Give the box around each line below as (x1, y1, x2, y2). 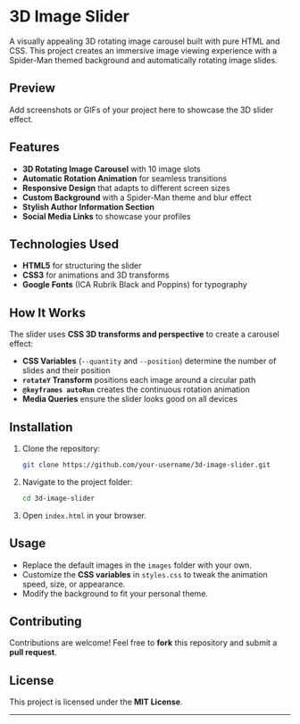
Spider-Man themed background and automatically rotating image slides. (9, 54, 279, 65)
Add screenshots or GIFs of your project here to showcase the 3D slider (9, 104, 274, 115)
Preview (9, 80, 56, 96)
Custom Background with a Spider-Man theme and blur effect (21, 192, 252, 203)
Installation (9, 420, 73, 435)
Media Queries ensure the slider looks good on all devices (21, 394, 238, 404)
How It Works (9, 305, 87, 320)
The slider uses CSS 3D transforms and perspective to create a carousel (9, 329, 279, 340)
